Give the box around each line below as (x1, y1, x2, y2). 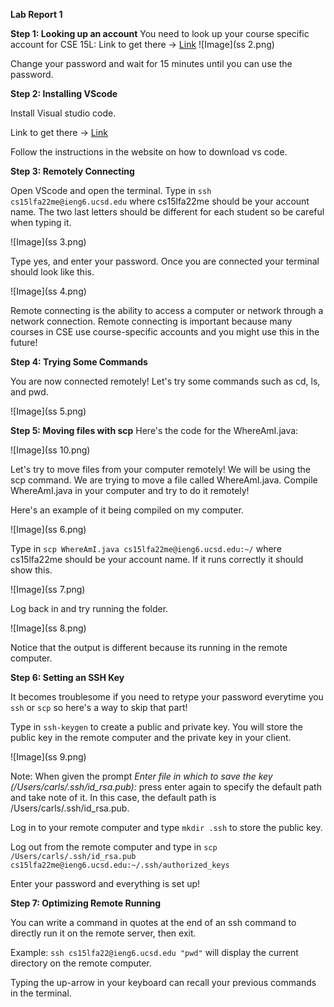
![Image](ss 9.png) (10, 751, 87, 763)
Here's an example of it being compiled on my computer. (10, 504, 244, 516)
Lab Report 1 (10, 9, 63, 20)
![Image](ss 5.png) (10, 405, 87, 417)
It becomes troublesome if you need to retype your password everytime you (10, 691, 324, 703)
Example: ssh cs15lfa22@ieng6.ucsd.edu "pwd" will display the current (10, 947, 299, 958)
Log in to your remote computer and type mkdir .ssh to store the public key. (10, 822, 323, 833)
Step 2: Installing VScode (10, 88, 118, 99)
